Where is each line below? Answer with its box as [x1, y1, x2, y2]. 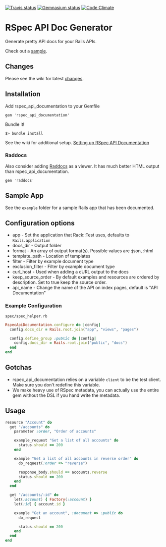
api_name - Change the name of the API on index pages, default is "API [12, 285, 158, 291]
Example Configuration [5, 302, 62, 309]
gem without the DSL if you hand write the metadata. [12, 392, 120, 398]
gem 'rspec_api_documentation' [5, 112, 70, 117]
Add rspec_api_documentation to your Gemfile [5, 103, 100, 109]
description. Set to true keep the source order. [12, 279, 107, 285]
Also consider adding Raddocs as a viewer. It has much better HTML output [5, 163, 160, 169]
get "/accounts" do [9, 424, 50, 430]
